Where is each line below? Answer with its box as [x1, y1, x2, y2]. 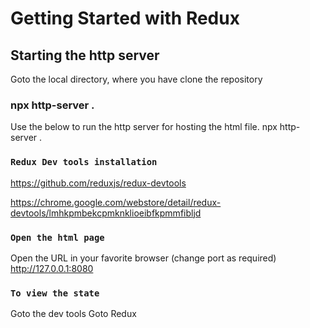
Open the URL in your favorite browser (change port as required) [10, 252, 277, 264]
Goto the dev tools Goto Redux [10, 308, 137, 320]
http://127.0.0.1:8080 [10, 262, 94, 274]
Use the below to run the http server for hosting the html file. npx [10, 121, 278, 133]
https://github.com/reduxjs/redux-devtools [10, 177, 187, 189]
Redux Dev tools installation [10, 157, 158, 168]
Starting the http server [10, 47, 160, 64]
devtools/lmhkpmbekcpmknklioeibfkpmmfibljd [10, 207, 202, 219]
